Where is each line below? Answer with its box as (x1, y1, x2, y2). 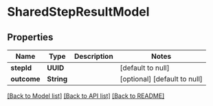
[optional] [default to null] (120, 75, 203, 83)
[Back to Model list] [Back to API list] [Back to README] (7, 92, 165, 100)
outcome (10, 75, 41, 83)
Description (74, 52, 113, 61)
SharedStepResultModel (7, 4, 150, 20)
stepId (10, 63, 32, 72)
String (47, 75, 68, 83)
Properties (7, 31, 54, 43)
